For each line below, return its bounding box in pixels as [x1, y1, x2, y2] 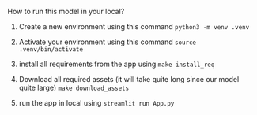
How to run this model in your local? [7, 7, 125, 16]
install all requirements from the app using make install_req [18, 59, 215, 69]
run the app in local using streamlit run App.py [18, 98, 175, 107]
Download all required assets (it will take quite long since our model [18, 75, 240, 83]
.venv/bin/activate [18, 46, 84, 54]
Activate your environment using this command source [18, 37, 197, 46]
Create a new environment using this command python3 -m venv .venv [18, 22, 250, 31]
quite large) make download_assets [18, 83, 130, 92]
